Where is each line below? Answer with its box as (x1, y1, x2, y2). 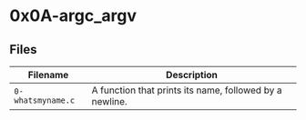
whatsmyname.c (14, 95, 76, 105)
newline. (91, 95, 127, 107)
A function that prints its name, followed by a (91, 84, 282, 96)
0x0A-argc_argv (9, 5, 137, 26)
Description (165, 69, 219, 81)
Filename (27, 69, 69, 81)
